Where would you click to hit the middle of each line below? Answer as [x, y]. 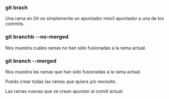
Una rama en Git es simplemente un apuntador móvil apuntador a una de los [85, 19]
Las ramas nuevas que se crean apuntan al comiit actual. [65, 91]
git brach [16, 8]
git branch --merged [31, 61]
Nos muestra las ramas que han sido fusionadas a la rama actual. [73, 71]
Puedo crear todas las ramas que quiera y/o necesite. [61, 81]
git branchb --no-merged [37, 37]
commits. [15, 24]
